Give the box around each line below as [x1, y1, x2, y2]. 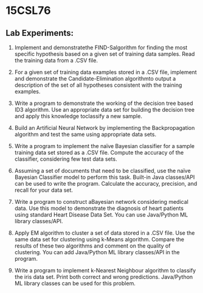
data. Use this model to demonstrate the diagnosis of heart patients [14, 204, 184, 212]
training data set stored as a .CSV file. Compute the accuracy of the [14, 149, 184, 156]
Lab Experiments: [5, 28, 74, 38]
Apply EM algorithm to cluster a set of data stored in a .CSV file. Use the [14, 229, 195, 237]
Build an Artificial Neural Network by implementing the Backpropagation [14, 124, 195, 131]
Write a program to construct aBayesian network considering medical [14, 198, 189, 205]
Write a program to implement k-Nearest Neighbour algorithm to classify [14, 267, 196, 274]
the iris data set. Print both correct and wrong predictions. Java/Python [14, 274, 193, 280]
